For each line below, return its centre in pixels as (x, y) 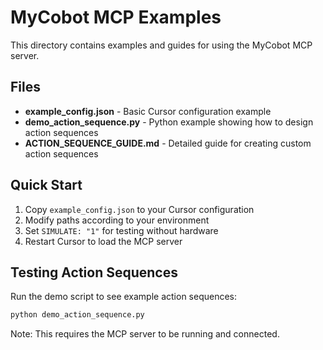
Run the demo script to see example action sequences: (124, 297)
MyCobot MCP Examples (116, 17)
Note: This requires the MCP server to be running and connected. (145, 334)
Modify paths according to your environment (117, 220)
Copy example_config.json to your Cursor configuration (139, 209)
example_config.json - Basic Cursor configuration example (148, 111)
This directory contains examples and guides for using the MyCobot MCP (161, 45)
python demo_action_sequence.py (77, 315)
